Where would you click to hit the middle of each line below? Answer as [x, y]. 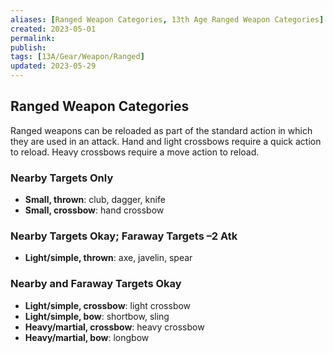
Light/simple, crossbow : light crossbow [108, 305]
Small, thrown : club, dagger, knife [95, 200]
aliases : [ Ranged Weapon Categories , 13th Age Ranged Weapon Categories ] [167, 19]
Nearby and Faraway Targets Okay [96, 284]
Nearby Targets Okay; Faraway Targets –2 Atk [124, 236]
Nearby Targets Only [62, 178]
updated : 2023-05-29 [53, 66]
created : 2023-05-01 [53, 29]
